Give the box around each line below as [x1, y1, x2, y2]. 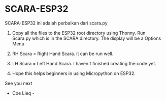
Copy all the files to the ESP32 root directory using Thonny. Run [12, 30, 146, 36]
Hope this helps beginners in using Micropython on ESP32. [12, 70, 136, 77]
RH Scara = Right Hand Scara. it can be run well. [12, 50, 114, 57]
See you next [5, 80, 32, 86]
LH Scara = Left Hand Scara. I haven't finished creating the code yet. [12, 60, 157, 66]
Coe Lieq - [12, 90, 35, 96]
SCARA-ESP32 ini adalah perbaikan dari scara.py [5, 20, 108, 26]
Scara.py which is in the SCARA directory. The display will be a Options [12, 35, 161, 41]
